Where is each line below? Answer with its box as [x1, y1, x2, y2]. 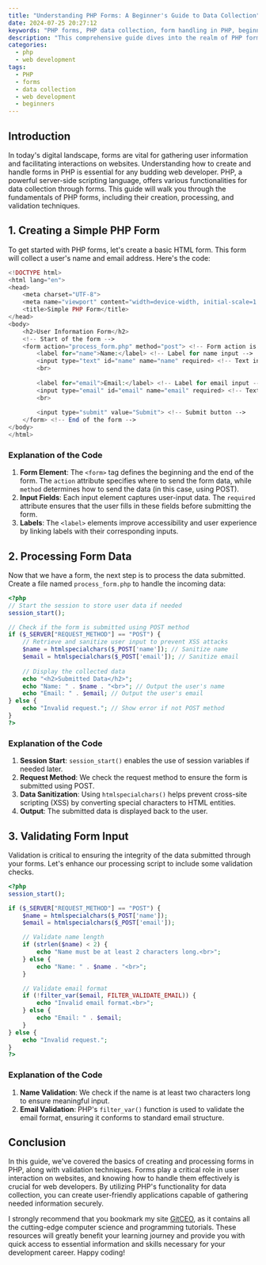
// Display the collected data [22, 667, 126, 675]
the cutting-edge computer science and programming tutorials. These [8, 1222, 237, 1233]
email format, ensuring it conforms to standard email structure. [19, 1113, 225, 1122]
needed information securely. [8, 1198, 104, 1209]
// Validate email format [22, 984, 108, 992]
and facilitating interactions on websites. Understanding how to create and [8, 159, 252, 168]
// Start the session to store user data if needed [8, 602, 182, 610]
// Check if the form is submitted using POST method [8, 623, 190, 631]
